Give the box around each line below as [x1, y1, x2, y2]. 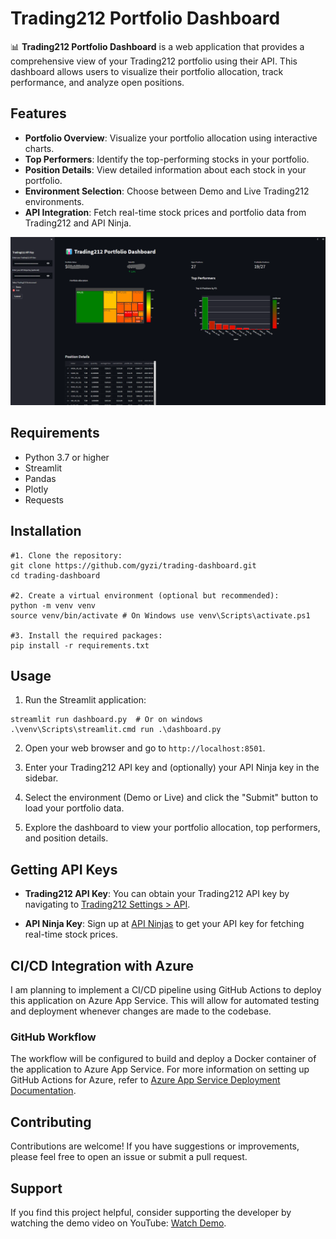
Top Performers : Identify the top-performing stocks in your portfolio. [24, 153, 310, 165]
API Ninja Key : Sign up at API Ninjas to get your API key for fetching [24, 918, 305, 930]
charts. [24, 142, 55, 154]
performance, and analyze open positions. [10, 76, 185, 88]
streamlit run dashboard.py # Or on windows [10, 715, 203, 725]
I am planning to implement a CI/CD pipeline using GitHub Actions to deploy [10, 984, 322, 996]
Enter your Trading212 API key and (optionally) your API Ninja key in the [24, 762, 320, 774]
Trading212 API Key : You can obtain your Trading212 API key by [24, 888, 290, 900]
